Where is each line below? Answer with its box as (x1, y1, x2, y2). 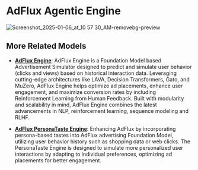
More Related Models (6, 41, 87, 51)
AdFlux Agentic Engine (6, 4, 122, 18)
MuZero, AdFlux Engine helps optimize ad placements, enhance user (14, 82, 183, 89)
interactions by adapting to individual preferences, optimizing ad (14, 150, 173, 158)
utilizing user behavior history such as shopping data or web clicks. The (14, 138, 191, 145)
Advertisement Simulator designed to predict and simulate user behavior (14, 63, 192, 70)
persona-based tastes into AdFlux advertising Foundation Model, (14, 131, 174, 138)
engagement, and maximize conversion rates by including (14, 88, 156, 96)
